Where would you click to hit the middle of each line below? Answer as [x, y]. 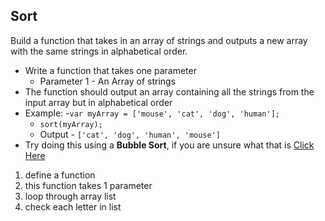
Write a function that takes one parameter [110, 70]
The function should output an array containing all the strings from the [169, 91]
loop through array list [70, 196]
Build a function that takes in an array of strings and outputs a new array [159, 40]
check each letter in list [73, 206]
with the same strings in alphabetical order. [99, 51]
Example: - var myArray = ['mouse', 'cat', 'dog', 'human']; [152, 113]
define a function [60, 175]
